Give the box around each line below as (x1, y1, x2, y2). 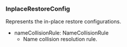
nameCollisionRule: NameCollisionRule (14, 29, 109, 36)
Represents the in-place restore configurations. (5, 18, 122, 25)
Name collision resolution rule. (23, 36, 97, 43)
